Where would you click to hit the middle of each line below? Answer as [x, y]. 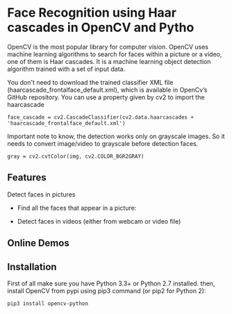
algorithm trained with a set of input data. [66, 69]
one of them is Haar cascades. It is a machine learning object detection [109, 61]
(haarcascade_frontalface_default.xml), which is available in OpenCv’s [107, 90]
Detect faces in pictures [41, 194]
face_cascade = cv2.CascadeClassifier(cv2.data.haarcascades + [101, 117]
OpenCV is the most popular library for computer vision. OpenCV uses [108, 47]
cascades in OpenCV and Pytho [101, 27]
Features [27, 177]
